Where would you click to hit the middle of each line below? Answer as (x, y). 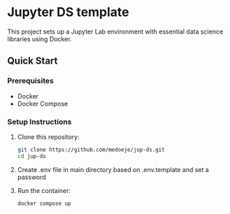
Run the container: (44, 190)
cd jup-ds (32, 156)
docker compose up (44, 204)
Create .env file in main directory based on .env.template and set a (113, 169)
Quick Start (33, 61)
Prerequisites (30, 81)
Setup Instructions (39, 122)
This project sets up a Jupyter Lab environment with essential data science (115, 31)
